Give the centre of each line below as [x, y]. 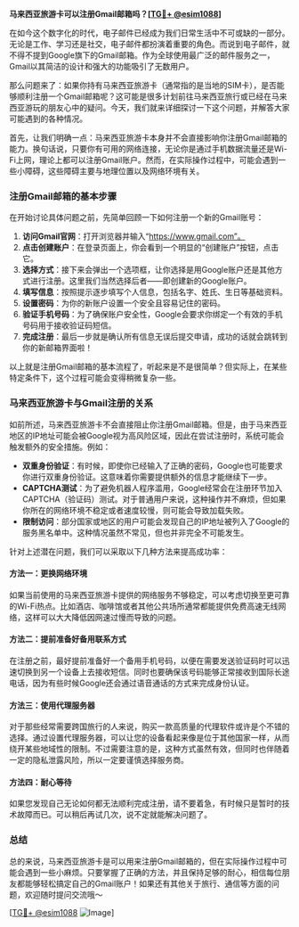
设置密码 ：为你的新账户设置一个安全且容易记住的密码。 [123, 303]
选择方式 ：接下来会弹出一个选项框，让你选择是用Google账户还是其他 [149, 270]
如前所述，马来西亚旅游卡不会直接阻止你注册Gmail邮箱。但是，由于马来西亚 [148, 424]
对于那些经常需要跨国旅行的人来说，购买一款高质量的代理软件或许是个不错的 [149, 726]
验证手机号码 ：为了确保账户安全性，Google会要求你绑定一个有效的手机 [152, 315]
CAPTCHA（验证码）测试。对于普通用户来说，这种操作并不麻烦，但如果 [154, 499]
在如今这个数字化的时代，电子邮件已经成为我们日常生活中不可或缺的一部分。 [149, 33]
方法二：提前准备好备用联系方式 [68, 639]
